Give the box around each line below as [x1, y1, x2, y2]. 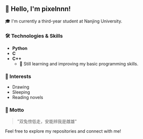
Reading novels [12, 95, 43, 100]
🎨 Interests [5, 73, 32, 80]
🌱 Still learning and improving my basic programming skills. [19, 61, 139, 67]
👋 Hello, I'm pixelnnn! [5, 5, 71, 13]
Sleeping [12, 89, 30, 95]
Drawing [12, 84, 29, 90]
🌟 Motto [5, 107, 24, 114]
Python [12, 45, 28, 51]
